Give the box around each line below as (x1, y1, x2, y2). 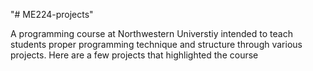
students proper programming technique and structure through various (10, 39, 303, 50)
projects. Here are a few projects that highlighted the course (10, 49, 259, 61)
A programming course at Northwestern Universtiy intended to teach (10, 28, 293, 39)
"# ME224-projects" (10, 9, 94, 20)
